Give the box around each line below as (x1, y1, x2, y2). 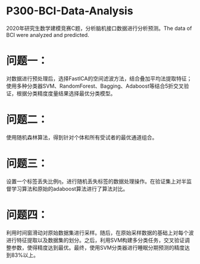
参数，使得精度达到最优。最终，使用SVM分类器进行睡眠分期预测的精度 (11, 244, 185, 251)
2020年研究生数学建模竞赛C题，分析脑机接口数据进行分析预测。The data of (6, 24, 192, 32)
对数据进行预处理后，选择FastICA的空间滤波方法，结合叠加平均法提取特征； (6, 74, 192, 82)
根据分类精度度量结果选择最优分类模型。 (16, 89, 116, 97)
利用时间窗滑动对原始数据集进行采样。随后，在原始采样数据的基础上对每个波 (6, 229, 194, 236)
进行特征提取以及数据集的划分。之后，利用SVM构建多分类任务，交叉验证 (6, 237, 185, 244)
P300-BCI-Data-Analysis (6, 4, 133, 18)
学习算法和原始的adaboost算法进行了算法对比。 (11, 185, 129, 192)
